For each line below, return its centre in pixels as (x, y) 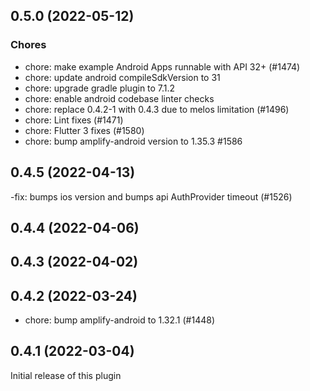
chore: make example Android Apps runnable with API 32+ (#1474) (162, 66)
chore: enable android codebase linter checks (119, 98)
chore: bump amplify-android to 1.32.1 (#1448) (120, 320)
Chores (28, 45)
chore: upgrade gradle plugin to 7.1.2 (100, 88)
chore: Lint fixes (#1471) (74, 120)
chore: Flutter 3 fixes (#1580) (84, 130)
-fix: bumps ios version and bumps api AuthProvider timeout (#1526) (151, 196)
